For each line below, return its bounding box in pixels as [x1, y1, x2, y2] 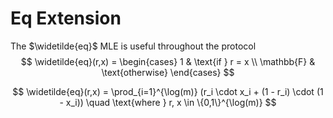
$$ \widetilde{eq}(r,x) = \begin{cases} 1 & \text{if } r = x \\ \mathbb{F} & [20, 55, 316, 67]
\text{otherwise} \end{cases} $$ [101, 66, 235, 78]
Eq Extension [10, 7, 122, 30]
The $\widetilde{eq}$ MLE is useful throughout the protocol [10, 40, 257, 52]
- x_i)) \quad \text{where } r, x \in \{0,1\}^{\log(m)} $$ [59, 96, 277, 108]
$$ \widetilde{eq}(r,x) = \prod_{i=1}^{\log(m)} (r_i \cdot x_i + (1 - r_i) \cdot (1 [12, 85, 324, 97]
